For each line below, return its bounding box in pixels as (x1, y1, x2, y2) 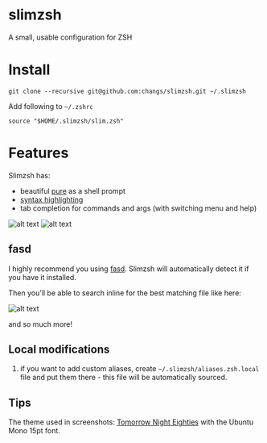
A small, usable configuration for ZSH (8, 32, 133, 42)
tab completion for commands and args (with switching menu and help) (19, 203, 257, 213)
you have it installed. (8, 272, 76, 282)
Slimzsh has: (8, 170, 51, 180)
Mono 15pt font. (8, 426, 60, 436)
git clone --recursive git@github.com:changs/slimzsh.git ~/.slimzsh (8, 87, 247, 95)
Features (8, 144, 69, 162)
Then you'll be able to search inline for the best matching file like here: (8, 288, 241, 298)
